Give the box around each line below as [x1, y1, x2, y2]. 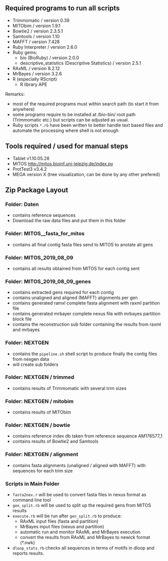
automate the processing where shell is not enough [12, 127, 119, 133]
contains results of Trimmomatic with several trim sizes [12, 385, 127, 391]
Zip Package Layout [5, 186, 69, 195]
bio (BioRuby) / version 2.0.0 [20, 55, 79, 61]
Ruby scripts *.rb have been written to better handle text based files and [12, 122, 163, 128]
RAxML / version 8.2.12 [12, 65, 60, 71]
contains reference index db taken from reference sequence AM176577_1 [12, 433, 163, 439]
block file [12, 316, 32, 322]
